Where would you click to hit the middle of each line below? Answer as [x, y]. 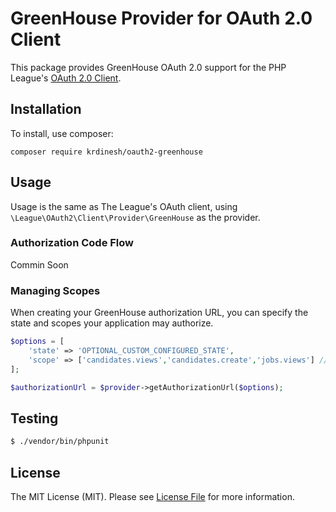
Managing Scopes [55, 290]
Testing [34, 418]
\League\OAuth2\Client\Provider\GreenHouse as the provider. [135, 217]
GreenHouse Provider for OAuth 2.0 [161, 18]
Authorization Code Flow [72, 243]
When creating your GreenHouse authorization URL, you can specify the [159, 313]
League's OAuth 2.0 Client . [66, 78]
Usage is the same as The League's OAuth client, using [124, 206]
